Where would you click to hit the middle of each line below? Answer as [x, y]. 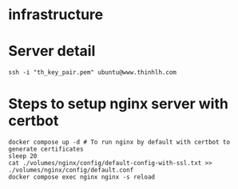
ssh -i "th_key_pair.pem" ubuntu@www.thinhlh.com [93, 73]
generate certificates [46, 149]
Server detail [52, 51]
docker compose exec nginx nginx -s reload [82, 177]
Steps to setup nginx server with [119, 104]
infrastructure [56, 15]
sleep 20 [23, 156]
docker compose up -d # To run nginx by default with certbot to [119, 142]
